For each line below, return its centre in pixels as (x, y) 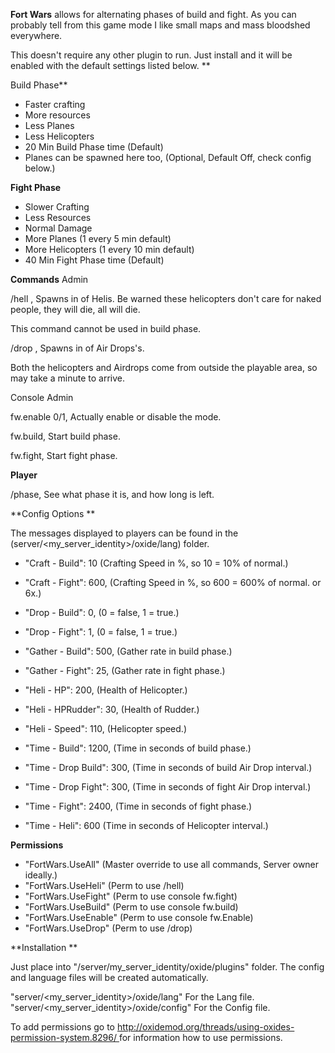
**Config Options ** (53, 513)
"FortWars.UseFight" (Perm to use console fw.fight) (131, 896)
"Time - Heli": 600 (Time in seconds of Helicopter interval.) (146, 825)
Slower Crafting (57, 207)
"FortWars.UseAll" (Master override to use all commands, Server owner (172, 864)
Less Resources (58, 217)
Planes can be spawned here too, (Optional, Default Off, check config (168, 157)
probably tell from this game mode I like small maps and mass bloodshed (160, 25)
